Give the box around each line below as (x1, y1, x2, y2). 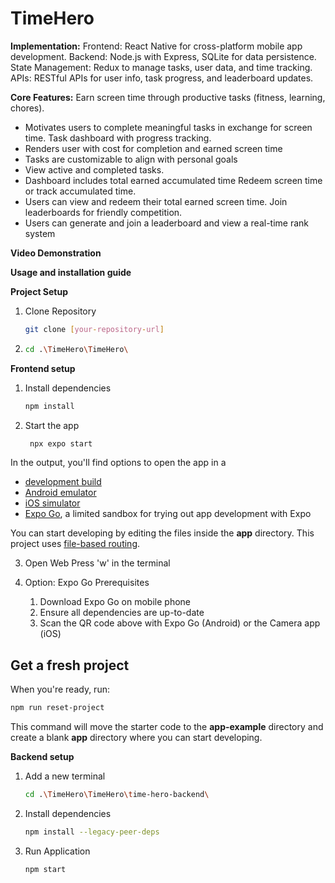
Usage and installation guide (10, 266, 132, 278)
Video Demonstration (10, 247, 102, 259)
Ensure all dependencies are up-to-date (39, 607, 205, 619)
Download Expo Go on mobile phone (39, 596, 191, 608)
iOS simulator (24, 497, 81, 509)
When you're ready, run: (10, 683, 110, 696)
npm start (24, 864, 67, 874)
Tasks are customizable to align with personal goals (24, 153, 238, 165)
